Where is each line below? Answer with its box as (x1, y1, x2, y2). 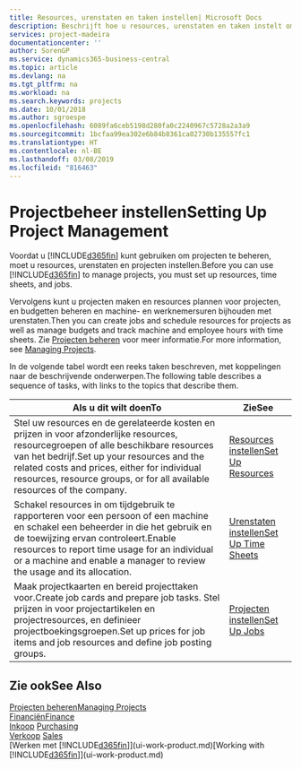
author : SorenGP (9, 47, 70, 56)
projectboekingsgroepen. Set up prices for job (13, 625, 206, 637)
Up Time (228, 538, 266, 550)
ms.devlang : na (9, 72, 66, 81)
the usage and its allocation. (13, 566, 132, 578)
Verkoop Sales (9, 730, 64, 741)
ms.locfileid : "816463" (9, 163, 99, 172)
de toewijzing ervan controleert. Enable (13, 532, 176, 545)
